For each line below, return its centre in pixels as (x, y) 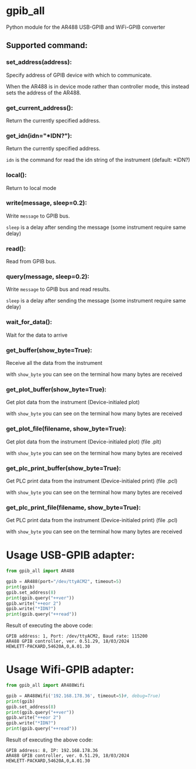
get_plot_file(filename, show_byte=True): (66, 429)
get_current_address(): (39, 108)
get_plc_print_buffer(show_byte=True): (63, 468)
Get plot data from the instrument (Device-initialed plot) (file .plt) (84, 442)
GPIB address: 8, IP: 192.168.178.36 (52, 751)
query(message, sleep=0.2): (48, 277)
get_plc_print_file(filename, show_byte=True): (73, 507)
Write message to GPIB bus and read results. (58, 289)
